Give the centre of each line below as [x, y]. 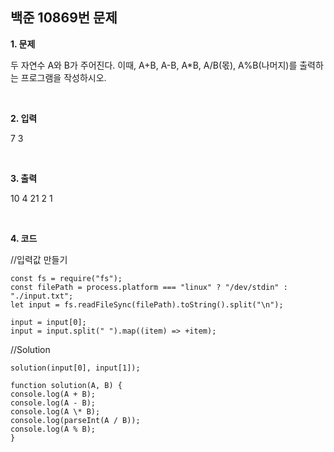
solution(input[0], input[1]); [75, 368]
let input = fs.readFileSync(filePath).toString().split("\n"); [147, 304]
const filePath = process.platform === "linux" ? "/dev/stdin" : [149, 287]
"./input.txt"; [42, 296]
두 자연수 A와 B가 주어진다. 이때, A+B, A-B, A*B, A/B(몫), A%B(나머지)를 [154, 65]
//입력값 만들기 [39, 259]
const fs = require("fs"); [66, 278]
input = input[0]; [48, 322]
